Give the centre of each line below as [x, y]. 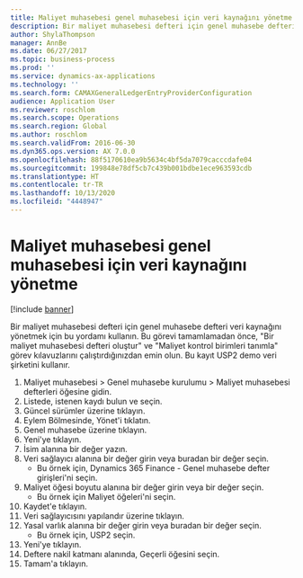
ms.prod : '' [32, 68]
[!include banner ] [42, 309]
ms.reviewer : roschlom [53, 110]
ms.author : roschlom [49, 135]
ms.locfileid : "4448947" [57, 202]
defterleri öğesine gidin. [67, 391]
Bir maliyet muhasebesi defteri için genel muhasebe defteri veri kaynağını [146, 326]
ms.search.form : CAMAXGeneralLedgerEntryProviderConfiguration [131, 93]
